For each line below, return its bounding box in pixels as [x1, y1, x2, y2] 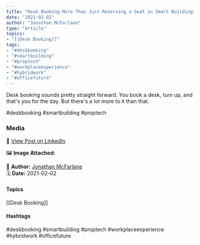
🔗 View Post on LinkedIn [6, 137, 65, 145]
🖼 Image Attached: [6, 149, 55, 156]
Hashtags [6, 212, 31, 220]
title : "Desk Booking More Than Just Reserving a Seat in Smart [6, 8, 169, 15]
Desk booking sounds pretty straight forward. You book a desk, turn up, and [6, 92, 193, 99]
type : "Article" [6, 25, 46, 32]
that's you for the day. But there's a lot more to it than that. [6, 98, 150, 105]
